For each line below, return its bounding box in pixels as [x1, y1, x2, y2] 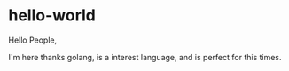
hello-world [8, 5, 97, 26]
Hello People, [8, 35, 58, 45]
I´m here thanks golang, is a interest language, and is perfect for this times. [8, 51, 282, 62]
